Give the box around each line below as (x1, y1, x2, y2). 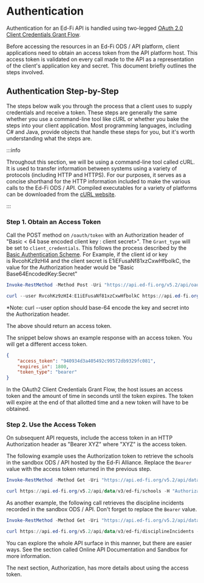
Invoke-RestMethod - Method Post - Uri (6, 282, 102, 288)
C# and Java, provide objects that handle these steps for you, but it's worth (6, 128, 195, 135)
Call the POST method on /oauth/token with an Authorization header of (6, 231, 184, 239)
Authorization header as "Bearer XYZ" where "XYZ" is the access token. (6, 441, 187, 448)
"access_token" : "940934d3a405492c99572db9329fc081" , (17, 358, 156, 364)
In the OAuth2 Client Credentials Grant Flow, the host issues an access (6, 386, 183, 393)
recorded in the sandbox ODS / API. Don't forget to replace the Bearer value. (6, 506, 197, 513)
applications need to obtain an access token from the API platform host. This (6, 49, 198, 56)
